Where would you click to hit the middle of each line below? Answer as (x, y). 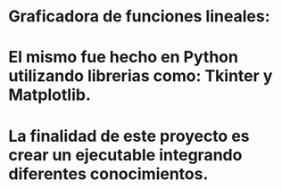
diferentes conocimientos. (108, 173)
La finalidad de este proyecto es (129, 136)
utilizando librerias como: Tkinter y (141, 76)
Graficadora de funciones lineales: (139, 16)
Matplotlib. (50, 95)
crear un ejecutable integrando (125, 155)
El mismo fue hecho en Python (123, 58)
